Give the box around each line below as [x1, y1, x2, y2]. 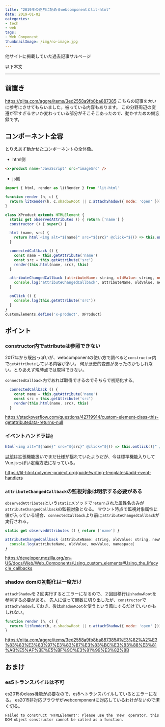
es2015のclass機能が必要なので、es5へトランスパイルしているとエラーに [5, 691, 153, 697]
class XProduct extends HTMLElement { [5, 212, 84, 217]
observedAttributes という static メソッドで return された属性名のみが [5, 500, 144, 506]
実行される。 [5, 518, 31, 524]
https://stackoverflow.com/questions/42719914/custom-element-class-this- [5, 414, 159, 420]
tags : [5, 30, 16, 35]
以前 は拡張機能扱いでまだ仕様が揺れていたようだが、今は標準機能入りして [5, 454, 156, 459]
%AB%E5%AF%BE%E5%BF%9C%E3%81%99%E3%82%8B [5, 647, 129, 653]
